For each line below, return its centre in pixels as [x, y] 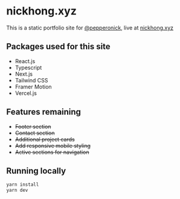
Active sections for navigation [52, 152]
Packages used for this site [58, 47]
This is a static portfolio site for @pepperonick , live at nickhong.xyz [90, 28]
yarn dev [17, 191]
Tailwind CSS [31, 80]
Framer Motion [34, 87]
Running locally [36, 170]
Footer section [33, 126]
